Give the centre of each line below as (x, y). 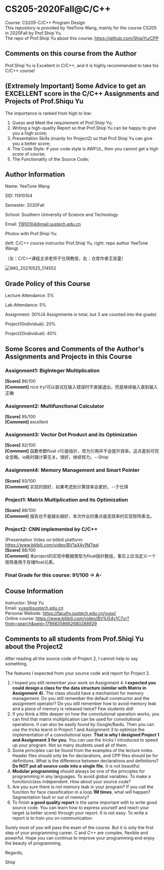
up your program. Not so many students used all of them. (70, 745)
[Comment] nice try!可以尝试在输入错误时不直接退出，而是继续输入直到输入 (82, 387)
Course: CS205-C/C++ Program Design (45, 23)
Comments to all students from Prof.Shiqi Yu (74, 639)
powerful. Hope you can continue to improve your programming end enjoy (80, 838)
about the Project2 (34, 647)
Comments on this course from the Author (71, 54)
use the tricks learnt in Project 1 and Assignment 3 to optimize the (78, 729)
